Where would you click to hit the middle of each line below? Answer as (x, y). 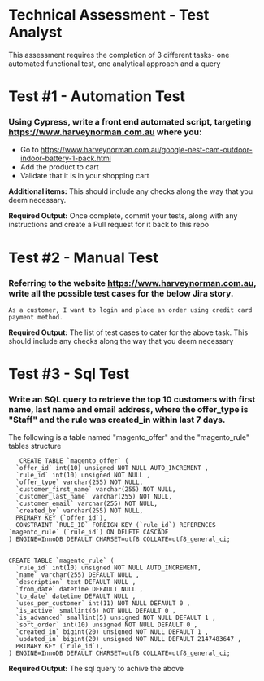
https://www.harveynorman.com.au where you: (105, 132)
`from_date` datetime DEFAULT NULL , (80, 589)
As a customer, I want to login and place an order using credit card (130, 310)
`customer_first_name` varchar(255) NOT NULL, (96, 490)
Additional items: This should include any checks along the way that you (131, 191)
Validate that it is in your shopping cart (84, 176)
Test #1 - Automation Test (97, 97)
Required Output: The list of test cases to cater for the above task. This (128, 332)
